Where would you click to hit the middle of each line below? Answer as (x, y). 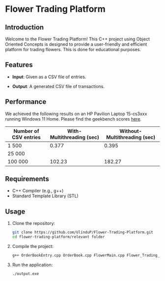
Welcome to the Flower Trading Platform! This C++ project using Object (78, 39)
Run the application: (32, 265)
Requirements (27, 179)
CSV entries (26, 137)
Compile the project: (33, 246)
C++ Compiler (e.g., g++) (38, 191)
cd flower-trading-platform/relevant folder (58, 237)
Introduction (25, 27)
